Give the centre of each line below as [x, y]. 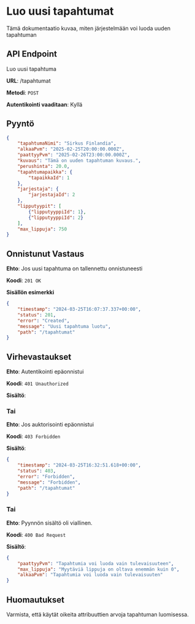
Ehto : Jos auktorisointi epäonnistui [50, 425]
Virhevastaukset [39, 357]
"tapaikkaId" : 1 [49, 178]
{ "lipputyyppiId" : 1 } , [57, 212]
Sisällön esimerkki [30, 292]
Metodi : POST [23, 93]
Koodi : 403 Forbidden [33, 436]
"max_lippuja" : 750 [42, 229]
